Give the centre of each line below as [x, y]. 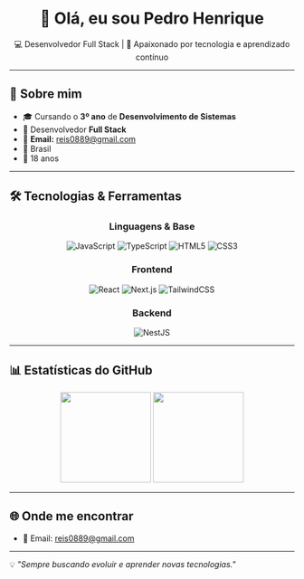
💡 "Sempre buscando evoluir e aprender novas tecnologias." [123, 564]
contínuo [152, 57]
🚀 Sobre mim [46, 94]
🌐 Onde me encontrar [71, 516]
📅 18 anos [41, 158]
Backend [152, 313]
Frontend [152, 270]
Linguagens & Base [152, 227]
